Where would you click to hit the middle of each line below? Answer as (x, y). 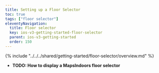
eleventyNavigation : (26, 23)
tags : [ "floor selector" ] (32, 19)
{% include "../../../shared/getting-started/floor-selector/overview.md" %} (80, 56)
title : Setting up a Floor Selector (43, 10)
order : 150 (21, 42)
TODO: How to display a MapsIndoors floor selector (66, 65)
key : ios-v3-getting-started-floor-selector (56, 33)
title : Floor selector (33, 28)
